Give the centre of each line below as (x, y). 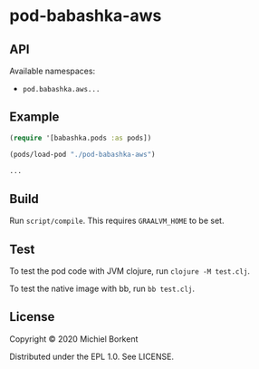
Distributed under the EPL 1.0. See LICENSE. (92, 356)
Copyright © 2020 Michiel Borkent (74, 339)
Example (34, 117)
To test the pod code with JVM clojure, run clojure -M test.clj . (130, 271)
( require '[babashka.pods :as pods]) (81, 138)
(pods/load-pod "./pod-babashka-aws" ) (82, 154)
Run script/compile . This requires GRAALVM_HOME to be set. (117, 221)
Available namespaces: (53, 71)
